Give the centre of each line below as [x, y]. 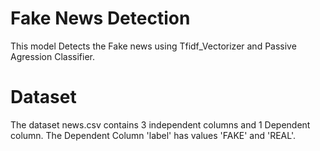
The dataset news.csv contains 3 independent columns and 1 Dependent [160, 124]
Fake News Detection [100, 18]
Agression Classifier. [53, 56]
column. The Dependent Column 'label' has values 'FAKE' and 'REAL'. [153, 135]
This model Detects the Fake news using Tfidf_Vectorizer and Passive [153, 46]
